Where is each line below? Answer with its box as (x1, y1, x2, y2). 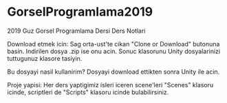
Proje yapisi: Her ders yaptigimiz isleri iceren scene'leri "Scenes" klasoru (7, 80, 214, 89)
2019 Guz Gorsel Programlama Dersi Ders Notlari (7, 27, 146, 35)
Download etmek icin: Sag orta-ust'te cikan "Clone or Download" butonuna (7, 40, 220, 48)
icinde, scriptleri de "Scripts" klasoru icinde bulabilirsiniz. (7, 88, 169, 96)
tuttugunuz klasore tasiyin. (7, 54, 83, 62)
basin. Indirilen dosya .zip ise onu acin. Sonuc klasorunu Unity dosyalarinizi (7, 47, 221, 55)
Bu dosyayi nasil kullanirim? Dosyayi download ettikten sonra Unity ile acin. (7, 68, 220, 76)
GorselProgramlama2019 (7, 4, 153, 20)
